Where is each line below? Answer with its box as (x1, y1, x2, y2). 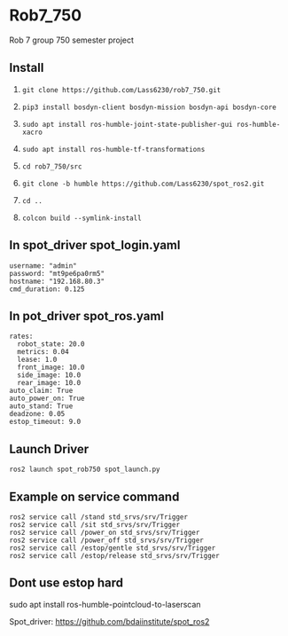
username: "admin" (9, 261, 77, 271)
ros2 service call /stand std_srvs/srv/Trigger (9, 513, 189, 522)
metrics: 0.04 (17, 348, 69, 357)
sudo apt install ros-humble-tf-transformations (21, 145, 206, 153)
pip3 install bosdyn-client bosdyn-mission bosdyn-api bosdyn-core (21, 103, 276, 112)
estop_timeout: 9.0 (9, 418, 82, 427)
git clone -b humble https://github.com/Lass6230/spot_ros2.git (21, 179, 265, 188)
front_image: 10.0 (17, 363, 86, 373)
